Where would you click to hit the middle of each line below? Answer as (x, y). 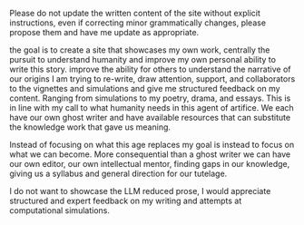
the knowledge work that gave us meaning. (90, 127)
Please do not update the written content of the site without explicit (135, 13)
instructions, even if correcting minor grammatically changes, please (137, 23)
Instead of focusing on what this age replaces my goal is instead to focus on (152, 145)
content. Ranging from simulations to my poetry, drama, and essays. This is (150, 98)
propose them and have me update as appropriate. (104, 32)
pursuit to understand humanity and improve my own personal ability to (143, 59)
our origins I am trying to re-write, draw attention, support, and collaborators (152, 79)
